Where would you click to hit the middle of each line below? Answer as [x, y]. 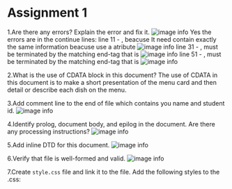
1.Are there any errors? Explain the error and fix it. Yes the [109, 32]
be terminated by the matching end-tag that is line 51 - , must [114, 54]
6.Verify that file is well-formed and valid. [67, 158]
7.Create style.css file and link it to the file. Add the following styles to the [114, 172]
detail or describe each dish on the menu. [67, 90]
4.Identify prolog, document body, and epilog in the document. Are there [111, 124]
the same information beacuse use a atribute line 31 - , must [113, 47]
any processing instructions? [49, 131]
